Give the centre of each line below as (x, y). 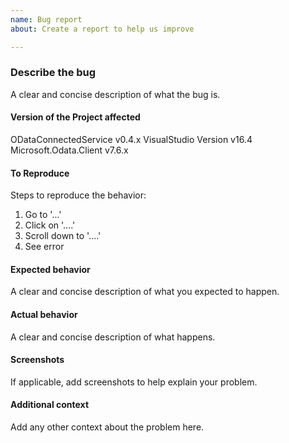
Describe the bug (53, 73)
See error (44, 247)
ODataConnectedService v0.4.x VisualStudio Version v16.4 (131, 139)
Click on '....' (50, 225)
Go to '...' (43, 215)
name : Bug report (46, 19)
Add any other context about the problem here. (107, 427)
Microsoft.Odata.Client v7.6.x (69, 150)
